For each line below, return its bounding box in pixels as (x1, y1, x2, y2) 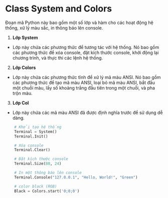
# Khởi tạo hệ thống (14, 124, 62, 129)
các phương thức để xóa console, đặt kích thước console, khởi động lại (12, 49, 159, 55)
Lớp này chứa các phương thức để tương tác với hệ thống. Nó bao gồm (12, 44, 159, 50)
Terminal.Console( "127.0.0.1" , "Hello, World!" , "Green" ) (14, 174, 138, 180)
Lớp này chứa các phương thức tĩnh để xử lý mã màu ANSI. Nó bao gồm (12, 74, 161, 80)
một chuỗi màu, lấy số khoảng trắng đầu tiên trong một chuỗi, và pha (12, 84, 155, 90)
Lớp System (12, 34, 38, 40)
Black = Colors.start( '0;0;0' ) (14, 188, 80, 193)
